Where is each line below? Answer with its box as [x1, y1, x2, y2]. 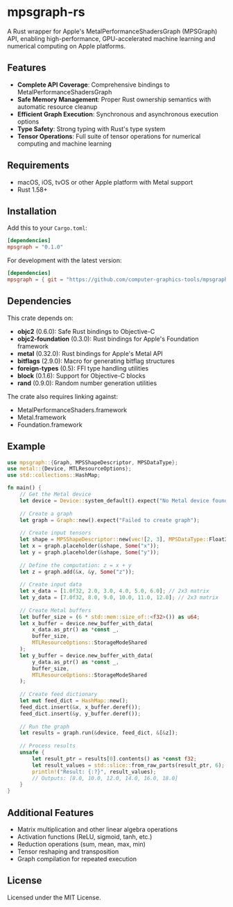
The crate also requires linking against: [7, 392, 118, 400]
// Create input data [19, 581, 82, 588]
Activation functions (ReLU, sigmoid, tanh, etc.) [17, 832, 153, 840]
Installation [7, 205, 57, 217]
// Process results [19, 743, 76, 749]
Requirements [7, 160, 69, 171]
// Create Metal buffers [19, 607, 92, 614]
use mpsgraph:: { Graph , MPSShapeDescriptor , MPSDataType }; [7, 459, 178, 466]
